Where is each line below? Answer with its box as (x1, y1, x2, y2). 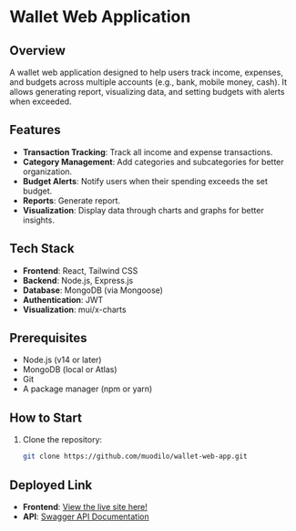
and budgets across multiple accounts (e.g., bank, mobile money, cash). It (9, 77, 288, 88)
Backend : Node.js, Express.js (22, 275, 134, 286)
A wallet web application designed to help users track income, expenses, (9, 67, 284, 78)
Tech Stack (9, 241, 75, 256)
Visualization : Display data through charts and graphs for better (22, 204, 264, 215)
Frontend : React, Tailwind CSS (22, 265, 138, 276)
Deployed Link (9, 477, 93, 493)
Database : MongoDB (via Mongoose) (22, 285, 164, 296)
